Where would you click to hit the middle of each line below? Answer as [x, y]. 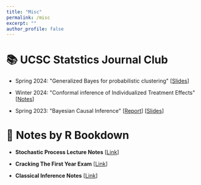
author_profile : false [35, 29]
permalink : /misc [28, 18]
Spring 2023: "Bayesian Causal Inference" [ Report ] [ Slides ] [90, 111]
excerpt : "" [21, 23]
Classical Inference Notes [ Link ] [56, 176]
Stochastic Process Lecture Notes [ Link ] [67, 152]
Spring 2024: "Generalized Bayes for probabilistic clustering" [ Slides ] [102, 81]
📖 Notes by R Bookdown [68, 136]
